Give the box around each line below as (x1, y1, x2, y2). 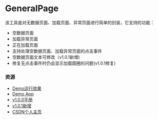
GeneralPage (5, 3, 59, 14)
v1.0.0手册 (12, 97, 33, 102)
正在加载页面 (12, 42, 38, 48)
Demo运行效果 (12, 85, 41, 91)
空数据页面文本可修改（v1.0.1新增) (12, 54, 80, 60)
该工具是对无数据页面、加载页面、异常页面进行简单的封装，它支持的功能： (5, 19, 155, 25)
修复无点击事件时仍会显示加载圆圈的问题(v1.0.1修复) (12, 60, 116, 66)
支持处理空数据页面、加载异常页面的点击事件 (12, 48, 102, 54)
